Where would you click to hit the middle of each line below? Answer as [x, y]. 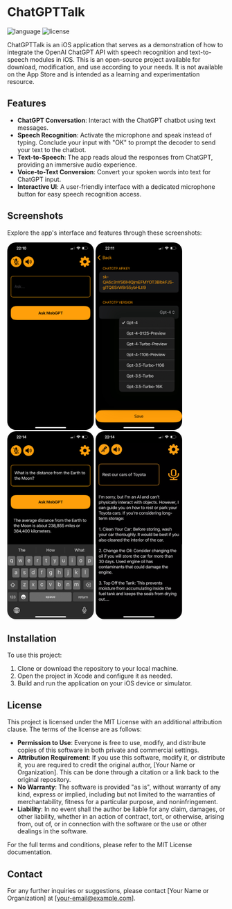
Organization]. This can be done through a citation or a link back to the [118, 772]
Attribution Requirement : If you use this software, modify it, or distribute [121, 758]
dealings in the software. [52, 831]
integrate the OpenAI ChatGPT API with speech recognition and [98, 52]
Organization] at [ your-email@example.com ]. [72, 898]
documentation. [30, 852]
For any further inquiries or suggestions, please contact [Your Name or [108, 891]
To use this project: [35, 655]
